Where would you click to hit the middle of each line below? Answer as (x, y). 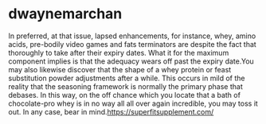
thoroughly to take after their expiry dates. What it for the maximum (119, 52)
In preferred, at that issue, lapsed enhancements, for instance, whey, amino (132, 36)
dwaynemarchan (65, 14)
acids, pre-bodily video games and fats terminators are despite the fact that (132, 44)
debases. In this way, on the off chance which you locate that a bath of (125, 95)
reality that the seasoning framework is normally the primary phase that (125, 86)
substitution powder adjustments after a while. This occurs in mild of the (127, 78)
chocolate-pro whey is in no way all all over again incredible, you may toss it (133, 103)
